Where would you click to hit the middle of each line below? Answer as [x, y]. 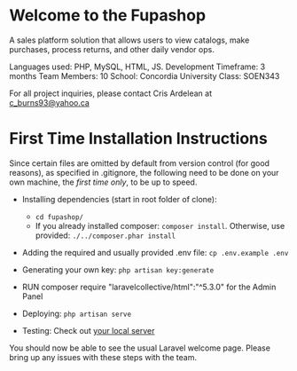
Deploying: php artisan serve [76, 313]
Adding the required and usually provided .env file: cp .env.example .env [155, 252]
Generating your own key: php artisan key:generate [118, 269]
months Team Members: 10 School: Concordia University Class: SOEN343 [145, 75]
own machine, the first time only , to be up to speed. [103, 182]
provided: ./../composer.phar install [106, 235]
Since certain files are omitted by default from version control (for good [140, 163]
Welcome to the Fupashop [108, 16]
